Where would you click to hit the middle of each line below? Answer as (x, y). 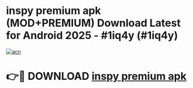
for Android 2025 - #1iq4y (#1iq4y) (92, 36)
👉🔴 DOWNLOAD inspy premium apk (96, 76)
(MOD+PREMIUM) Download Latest (94, 23)
